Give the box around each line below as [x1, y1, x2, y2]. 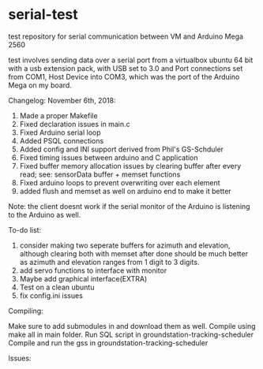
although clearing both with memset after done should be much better [19, 248, 249, 258]
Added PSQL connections [19, 136, 104, 145]
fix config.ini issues [19, 290, 83, 300]
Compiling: [8, 306, 43, 315]
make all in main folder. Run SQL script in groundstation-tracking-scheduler [8, 330, 254, 339]
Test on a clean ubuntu [19, 282, 95, 292]
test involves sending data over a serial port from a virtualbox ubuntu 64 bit [8, 55, 254, 65]
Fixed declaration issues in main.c [19, 119, 130, 129]
